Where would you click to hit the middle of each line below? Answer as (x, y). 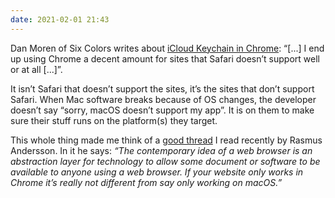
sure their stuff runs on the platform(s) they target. (114, 120)
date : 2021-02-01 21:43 (60, 19)
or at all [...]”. (36, 69)
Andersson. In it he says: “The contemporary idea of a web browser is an (161, 150)
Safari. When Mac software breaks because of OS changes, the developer (163, 99)
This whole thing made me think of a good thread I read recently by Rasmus (166, 140)
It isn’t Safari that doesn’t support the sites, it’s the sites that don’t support (162, 88)
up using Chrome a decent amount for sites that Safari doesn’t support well (165, 58)
